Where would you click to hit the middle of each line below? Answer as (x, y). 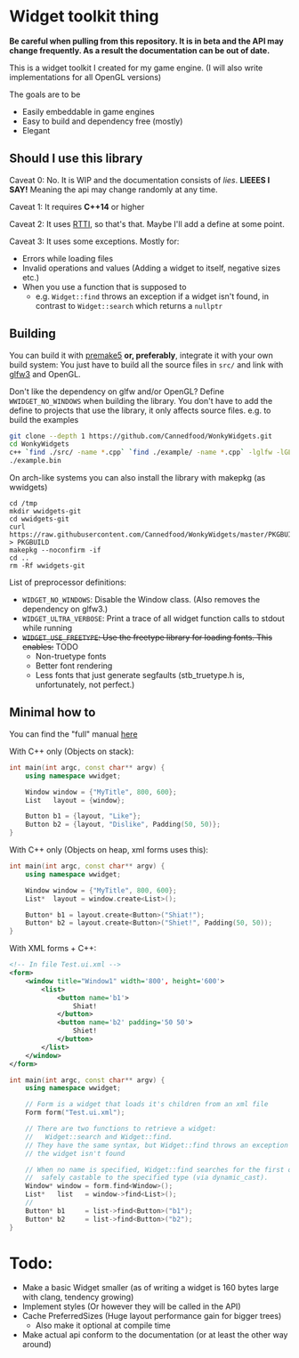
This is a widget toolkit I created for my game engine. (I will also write (136, 68)
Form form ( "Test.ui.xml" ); (75, 1113)
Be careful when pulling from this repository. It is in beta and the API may (146, 41)
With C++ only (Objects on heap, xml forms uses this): (109, 850)
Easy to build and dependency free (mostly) (102, 121)
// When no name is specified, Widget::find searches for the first (155, 1169)
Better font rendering (74, 666)
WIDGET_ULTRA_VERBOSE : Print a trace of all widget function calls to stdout (153, 618)
